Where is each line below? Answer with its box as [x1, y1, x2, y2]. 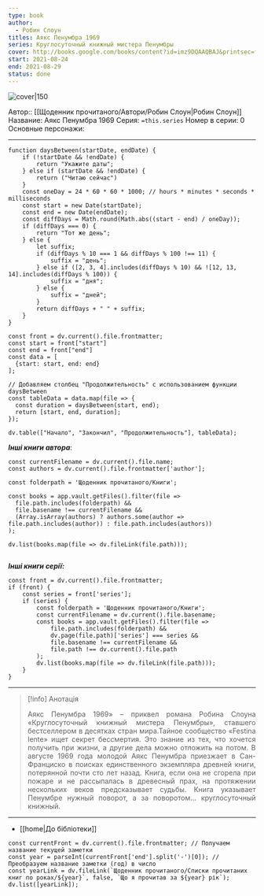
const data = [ [8, 353, 58, 361]
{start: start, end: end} [15, 360, 101, 368]
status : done [8, 70, 51, 78]
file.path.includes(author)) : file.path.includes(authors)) [8, 520, 213, 528]
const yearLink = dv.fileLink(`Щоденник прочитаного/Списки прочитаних [8, 867, 247, 875]
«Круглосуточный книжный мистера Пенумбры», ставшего [27, 717, 256, 727]
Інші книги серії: [8, 561, 65, 571]
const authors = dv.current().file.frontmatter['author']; [8, 465, 206, 472]
